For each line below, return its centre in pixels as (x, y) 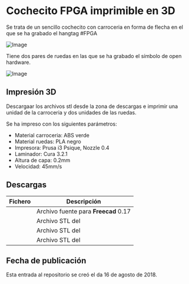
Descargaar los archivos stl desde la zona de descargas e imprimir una (92, 106)
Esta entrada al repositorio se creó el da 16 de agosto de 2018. (82, 275)
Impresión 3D (31, 92)
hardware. (19, 62)
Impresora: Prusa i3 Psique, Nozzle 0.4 (62, 147)
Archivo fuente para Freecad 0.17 (84, 211)
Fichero (20, 201)
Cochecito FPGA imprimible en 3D (91, 11)
